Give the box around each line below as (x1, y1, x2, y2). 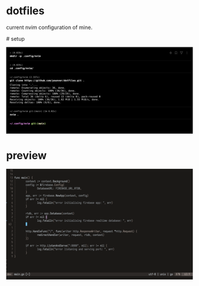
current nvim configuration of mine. (6, 24, 93, 31)
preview (6, 149, 47, 162)
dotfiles (6, 4, 45, 18)
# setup (6, 35, 25, 42)
